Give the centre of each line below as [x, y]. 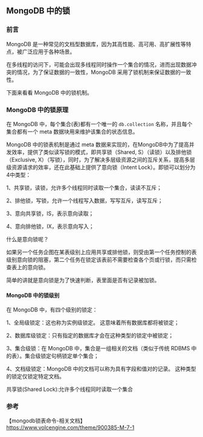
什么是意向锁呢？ [27, 239]
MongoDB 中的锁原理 [37, 110]
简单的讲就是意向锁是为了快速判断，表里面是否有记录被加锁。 [83, 280]
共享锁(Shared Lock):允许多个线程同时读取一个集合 [70, 389]
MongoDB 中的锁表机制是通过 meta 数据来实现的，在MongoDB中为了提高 [98, 144]
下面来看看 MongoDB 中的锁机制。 [49, 92]
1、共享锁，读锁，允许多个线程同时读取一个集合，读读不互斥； [84, 187]
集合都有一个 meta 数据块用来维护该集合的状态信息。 [72, 132]
